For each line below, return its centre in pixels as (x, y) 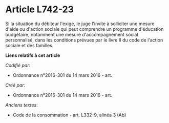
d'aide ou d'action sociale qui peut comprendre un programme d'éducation (84, 29)
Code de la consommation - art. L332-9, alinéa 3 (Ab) (69, 115)
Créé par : (15, 85)
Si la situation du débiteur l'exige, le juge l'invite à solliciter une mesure (80, 24)
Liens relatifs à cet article (33, 55)
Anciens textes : (22, 105)
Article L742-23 (40, 9)
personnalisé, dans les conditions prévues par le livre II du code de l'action (84, 40)
